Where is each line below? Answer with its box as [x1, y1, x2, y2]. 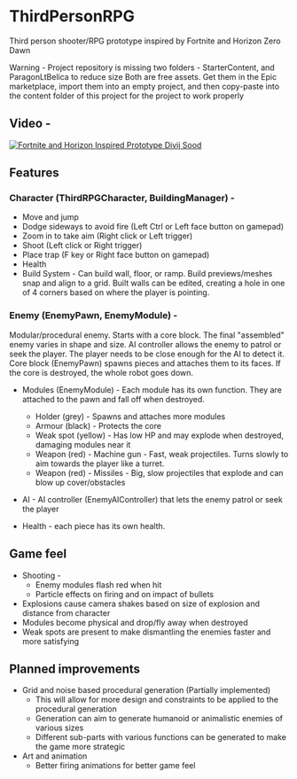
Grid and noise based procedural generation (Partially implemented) [21, 685, 271, 696]
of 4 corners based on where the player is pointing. [21, 287, 210, 298]
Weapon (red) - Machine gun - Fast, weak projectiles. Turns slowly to [35, 448, 289, 459]
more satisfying [21, 635, 80, 646]
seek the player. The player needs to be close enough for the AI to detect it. [9, 348, 285, 359]
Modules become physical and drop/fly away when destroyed [21, 617, 248, 627]
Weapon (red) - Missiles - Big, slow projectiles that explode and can [35, 467, 284, 478]
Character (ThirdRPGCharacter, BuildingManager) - [9, 192, 235, 205]
